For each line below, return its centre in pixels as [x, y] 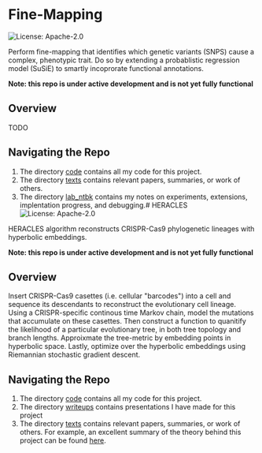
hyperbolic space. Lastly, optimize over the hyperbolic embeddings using [127, 346]
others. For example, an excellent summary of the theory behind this [130, 432]
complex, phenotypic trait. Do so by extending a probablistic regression [124, 60]
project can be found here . [63, 440]
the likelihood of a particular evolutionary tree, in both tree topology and [125, 330]
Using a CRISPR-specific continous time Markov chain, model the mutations [131, 313]
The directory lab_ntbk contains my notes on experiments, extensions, [133, 197]
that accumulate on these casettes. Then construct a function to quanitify [127, 321]
